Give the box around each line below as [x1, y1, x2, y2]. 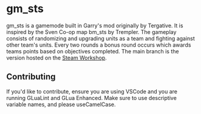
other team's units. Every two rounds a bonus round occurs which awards [6, 41, 191, 49]
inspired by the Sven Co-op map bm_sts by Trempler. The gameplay [6, 28, 177, 35]
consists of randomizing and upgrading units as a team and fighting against [6, 35, 196, 42]
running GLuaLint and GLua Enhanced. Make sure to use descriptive [6, 94, 177, 101]
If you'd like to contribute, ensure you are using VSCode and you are [6, 87, 178, 95]
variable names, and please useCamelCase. [6, 101, 116, 108]
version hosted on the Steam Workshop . [6, 54, 107, 61]
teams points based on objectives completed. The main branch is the [6, 47, 179, 55]
